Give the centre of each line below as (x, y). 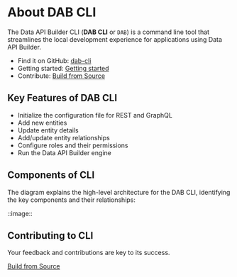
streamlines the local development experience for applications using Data (115, 39)
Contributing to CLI (50, 236)
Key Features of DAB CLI (62, 98)
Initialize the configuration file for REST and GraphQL (95, 115)
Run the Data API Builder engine (64, 152)
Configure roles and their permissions (73, 145)
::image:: (20, 213)
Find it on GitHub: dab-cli (54, 60)
